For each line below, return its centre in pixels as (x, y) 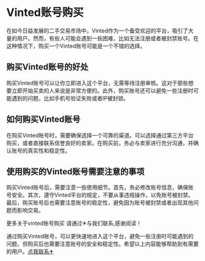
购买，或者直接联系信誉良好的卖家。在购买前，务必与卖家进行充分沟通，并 (100, 143)
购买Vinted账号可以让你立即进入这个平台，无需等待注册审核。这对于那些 (97, 83)
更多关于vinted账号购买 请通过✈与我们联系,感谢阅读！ (74, 223)
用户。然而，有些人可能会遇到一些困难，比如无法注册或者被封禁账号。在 (108, 38)
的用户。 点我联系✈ (30, 252)
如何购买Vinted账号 (43, 119)
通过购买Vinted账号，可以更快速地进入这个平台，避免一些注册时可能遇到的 (100, 237)
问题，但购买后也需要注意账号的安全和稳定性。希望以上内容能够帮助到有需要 (103, 244)
